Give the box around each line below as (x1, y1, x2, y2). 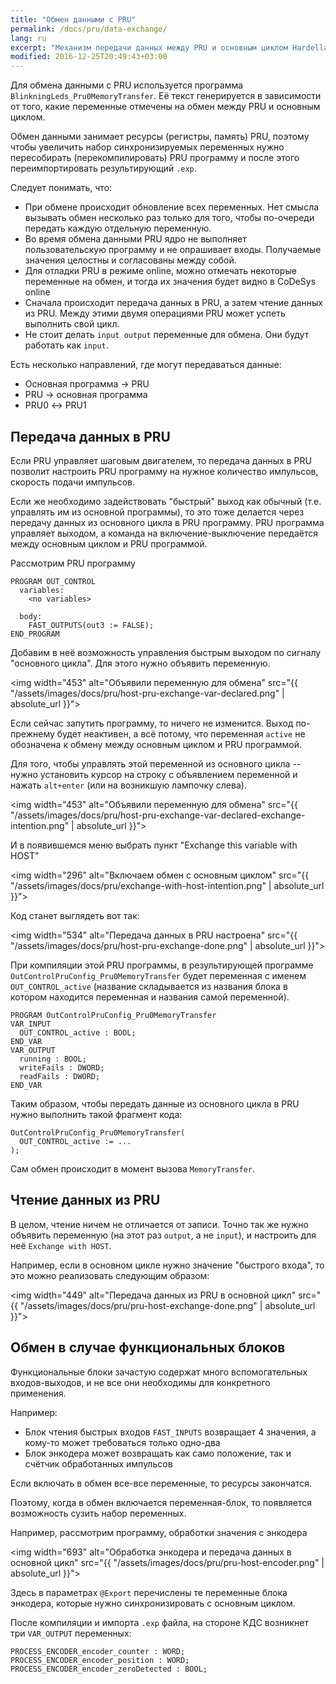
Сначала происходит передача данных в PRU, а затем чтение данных (24, 297, 323, 309)
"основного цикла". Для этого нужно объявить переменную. (10, 657, 271, 669)
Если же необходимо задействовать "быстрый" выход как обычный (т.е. (10, 495, 322, 507)
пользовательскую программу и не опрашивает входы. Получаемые (24, 244, 322, 256)
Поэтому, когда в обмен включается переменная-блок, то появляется (10, 1496, 313, 1508)
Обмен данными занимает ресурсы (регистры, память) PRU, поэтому (10, 131, 310, 143)
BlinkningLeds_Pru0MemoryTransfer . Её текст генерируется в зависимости (10, 90, 322, 102)
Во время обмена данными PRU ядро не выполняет (24, 233, 247, 245)
